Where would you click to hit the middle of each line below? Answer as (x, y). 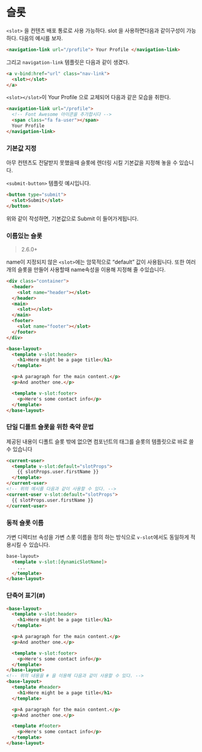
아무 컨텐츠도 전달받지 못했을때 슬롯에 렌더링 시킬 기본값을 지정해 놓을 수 (92, 163)
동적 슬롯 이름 (25, 522)
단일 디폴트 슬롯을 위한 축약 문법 (50, 427)
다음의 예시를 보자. (41, 38)
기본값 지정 (22, 148)
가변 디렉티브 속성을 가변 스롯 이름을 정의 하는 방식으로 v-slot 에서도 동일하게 (98, 537)
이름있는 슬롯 (24, 236)
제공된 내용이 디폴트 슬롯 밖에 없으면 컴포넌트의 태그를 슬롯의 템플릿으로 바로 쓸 (100, 441)
